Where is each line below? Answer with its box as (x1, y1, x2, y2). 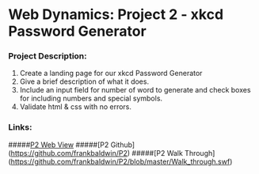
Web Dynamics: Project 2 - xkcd (8, 6, 224, 24)
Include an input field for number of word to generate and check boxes (19, 85, 251, 95)
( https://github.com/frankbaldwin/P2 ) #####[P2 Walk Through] (8, 148, 215, 157)
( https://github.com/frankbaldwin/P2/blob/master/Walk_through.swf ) (8, 157, 233, 166)
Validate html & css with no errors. (19, 102, 132, 112)
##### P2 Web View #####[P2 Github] (8, 140, 135, 149)
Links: (8, 122, 32, 133)
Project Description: (8, 51, 87, 62)
